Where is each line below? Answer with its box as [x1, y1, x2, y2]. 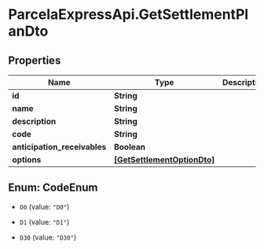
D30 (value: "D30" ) [19, 232, 77, 242]
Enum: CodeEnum [8, 181, 98, 195]
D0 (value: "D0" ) [19, 202, 70, 211]
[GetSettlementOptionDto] [113, 154, 215, 165]
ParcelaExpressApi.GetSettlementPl [8, 6, 249, 24]
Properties [8, 54, 61, 67]
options [12, 154, 42, 165]
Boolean [113, 142, 145, 152]
